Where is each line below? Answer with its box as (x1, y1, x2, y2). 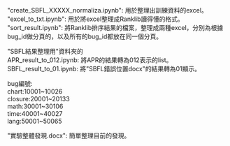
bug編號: (7, 80, 33, 87)
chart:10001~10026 (7, 87, 63, 96)
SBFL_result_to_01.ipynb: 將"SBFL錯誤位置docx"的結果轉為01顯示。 (7, 65, 201, 73)
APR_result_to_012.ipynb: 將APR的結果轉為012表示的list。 (7, 56, 173, 64)
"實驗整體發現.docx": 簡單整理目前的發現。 (7, 131, 131, 140)
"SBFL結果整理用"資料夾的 (7, 48, 84, 55)
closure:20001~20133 (7, 95, 70, 103)
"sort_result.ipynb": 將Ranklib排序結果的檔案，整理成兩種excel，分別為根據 (7, 24, 224, 31)
